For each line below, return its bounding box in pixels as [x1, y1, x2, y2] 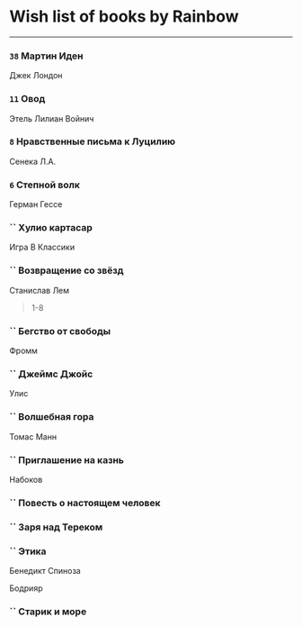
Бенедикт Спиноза [9, 566, 81, 576]
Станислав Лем [9, 285, 70, 295]
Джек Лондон [9, 70, 63, 81]
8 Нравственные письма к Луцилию [9, 135, 176, 148]
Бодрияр [9, 583, 43, 594]
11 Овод [9, 93, 46, 105]
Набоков [9, 474, 43, 485]
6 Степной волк [9, 178, 81, 191]
